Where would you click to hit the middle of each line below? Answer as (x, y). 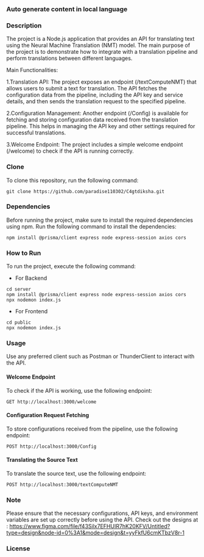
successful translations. (36, 133)
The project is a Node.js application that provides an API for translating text (100, 39)
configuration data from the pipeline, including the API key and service (95, 95)
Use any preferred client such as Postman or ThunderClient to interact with (100, 357)
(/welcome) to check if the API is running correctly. (70, 151)
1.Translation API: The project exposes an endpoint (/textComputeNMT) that (101, 82)
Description (24, 25)
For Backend (31, 278)
